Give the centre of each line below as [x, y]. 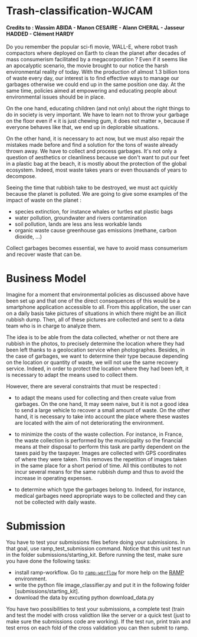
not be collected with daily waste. [55, 502]
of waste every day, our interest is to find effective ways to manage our [93, 78]
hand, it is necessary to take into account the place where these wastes [102, 416]
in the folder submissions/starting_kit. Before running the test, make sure [94, 555]
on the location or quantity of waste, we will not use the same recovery [92, 362]
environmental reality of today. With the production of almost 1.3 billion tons [98, 72]
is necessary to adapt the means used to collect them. [72, 375]
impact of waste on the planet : [44, 200]
